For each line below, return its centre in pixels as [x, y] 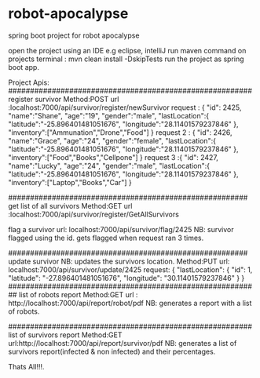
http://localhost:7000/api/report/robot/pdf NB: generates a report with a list [130, 303]
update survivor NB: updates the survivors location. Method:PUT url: [119, 261]
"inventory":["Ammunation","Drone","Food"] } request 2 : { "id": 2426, [120, 132]
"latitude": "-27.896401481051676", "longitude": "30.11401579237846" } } [126, 278]
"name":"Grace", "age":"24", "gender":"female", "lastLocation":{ [112, 140]
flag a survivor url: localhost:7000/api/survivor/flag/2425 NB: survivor [121, 229]
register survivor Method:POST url [64, 99]
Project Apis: [29, 82]
